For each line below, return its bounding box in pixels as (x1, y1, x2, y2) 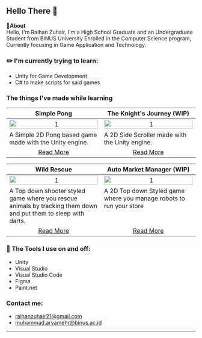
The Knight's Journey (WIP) (107, 109, 189, 118)
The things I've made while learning (6, 94, 113, 102)
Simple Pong (35, 109, 72, 118)
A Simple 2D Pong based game (9, 131, 97, 139)
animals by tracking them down (9, 202, 98, 210)
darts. (9, 217, 26, 226)
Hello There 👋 (6, 6, 58, 16)
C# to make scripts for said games (14, 79, 100, 86)
